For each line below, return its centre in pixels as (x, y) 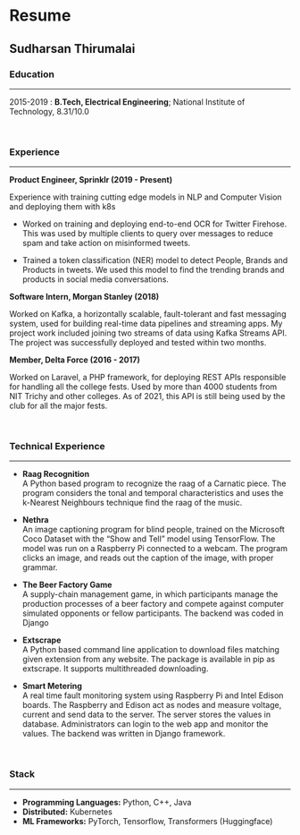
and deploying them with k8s (62, 207)
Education (32, 74)
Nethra (35, 520)
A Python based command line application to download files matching (150, 650)
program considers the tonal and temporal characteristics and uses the (153, 493)
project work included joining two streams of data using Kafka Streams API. (148, 333)
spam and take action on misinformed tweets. (106, 243)
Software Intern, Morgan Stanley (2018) (84, 297)
